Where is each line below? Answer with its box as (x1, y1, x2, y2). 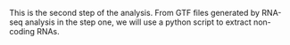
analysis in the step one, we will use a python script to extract (25, 17, 252, 27)
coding (9, 26, 36, 36)
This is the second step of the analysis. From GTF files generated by (9, 8, 261, 18)
